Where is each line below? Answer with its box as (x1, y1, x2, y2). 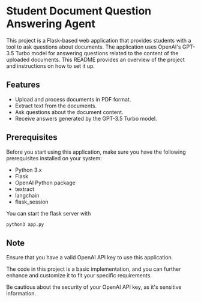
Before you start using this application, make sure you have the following (6, 148, 186, 156)
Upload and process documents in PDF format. (14, 95, 131, 103)
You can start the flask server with (6, 210, 91, 217)
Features (6, 80, 40, 90)
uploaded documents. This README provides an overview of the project (6, 56, 185, 63)
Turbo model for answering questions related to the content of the (15, 49, 179, 56)
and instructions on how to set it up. (6, 62, 95, 70)
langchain (14, 192, 40, 199)
